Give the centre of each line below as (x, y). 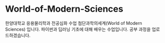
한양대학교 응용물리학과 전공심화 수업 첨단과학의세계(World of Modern (74, 23)
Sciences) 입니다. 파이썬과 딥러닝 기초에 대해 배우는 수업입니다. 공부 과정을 (78, 29)
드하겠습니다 (17, 35)
